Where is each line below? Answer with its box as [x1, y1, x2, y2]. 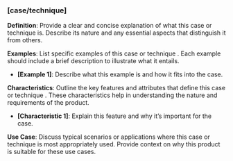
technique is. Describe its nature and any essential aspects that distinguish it [7, 28, 226, 37]
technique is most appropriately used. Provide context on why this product [7, 140, 221, 149]
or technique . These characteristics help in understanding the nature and [7, 91, 218, 99]
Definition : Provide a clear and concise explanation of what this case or [7, 22, 212, 30]
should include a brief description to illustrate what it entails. [7, 57, 180, 65]
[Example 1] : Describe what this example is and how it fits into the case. [17, 70, 223, 78]
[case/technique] [7, 6, 67, 15]
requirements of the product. [7, 99, 90, 107]
